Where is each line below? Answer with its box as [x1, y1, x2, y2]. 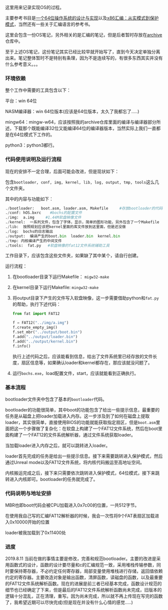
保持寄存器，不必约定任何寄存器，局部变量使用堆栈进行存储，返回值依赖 [13, 568, 163, 574]
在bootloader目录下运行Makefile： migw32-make [12, 274, 109, 280]
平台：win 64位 [5, 98, 37, 104]
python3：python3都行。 [5, 142, 57, 148]
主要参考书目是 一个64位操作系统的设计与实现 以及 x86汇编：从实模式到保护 [5, 15, 159, 21]
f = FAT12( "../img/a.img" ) [12, 320, 69, 325]
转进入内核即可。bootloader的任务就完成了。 [5, 476, 98, 482]
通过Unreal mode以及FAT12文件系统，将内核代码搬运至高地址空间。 [5, 459, 145, 465]
